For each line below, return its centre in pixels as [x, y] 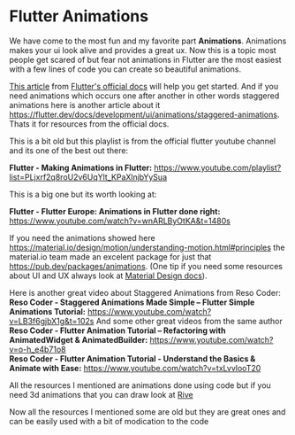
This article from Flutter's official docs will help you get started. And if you [144, 86]
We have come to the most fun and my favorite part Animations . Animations [148, 41]
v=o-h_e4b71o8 [38, 349]
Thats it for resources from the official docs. [89, 124]
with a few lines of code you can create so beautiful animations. [125, 69]
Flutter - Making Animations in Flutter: [81, 167]
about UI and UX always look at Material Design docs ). [108, 276]
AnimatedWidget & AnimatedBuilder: [79, 339]
